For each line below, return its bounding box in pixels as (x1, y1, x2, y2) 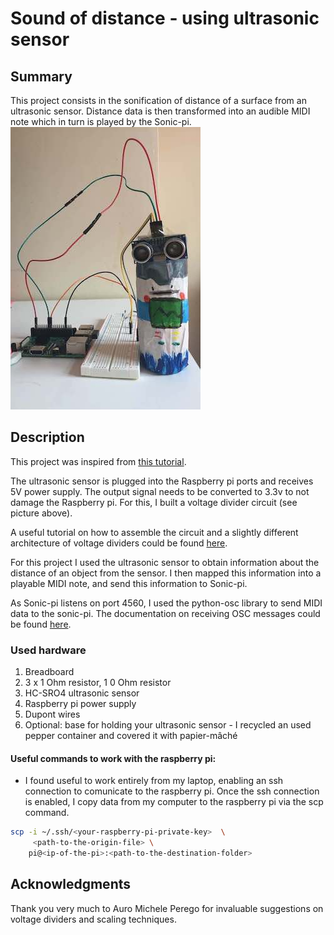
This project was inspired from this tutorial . (10, 455, 187, 467)
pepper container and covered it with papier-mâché (24, 730, 238, 742)
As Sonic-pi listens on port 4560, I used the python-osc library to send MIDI (10, 597, 323, 609)
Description (10, 429, 85, 446)
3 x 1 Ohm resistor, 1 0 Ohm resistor (24, 677, 172, 689)
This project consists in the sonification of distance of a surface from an (10, 95, 307, 106)
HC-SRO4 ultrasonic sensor (24, 687, 140, 699)
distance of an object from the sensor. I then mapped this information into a (10, 567, 322, 579)
